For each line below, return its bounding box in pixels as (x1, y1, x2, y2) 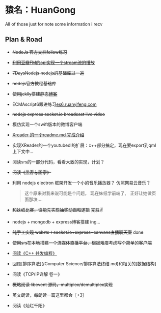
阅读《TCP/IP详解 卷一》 (12, 271, 62, 277)
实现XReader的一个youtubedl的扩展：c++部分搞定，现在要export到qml (12, 142, 156, 148)
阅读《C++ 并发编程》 (12, 250, 57, 256)
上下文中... (12, 148, 33, 154)
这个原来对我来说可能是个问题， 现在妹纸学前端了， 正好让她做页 (24, 190, 156, 196)
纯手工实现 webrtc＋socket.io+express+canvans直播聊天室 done (12, 229, 144, 235)
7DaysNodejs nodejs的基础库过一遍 (12, 70, 84, 76)
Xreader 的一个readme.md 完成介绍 (12, 131, 84, 138)
